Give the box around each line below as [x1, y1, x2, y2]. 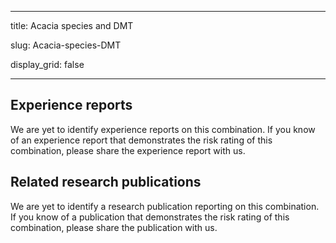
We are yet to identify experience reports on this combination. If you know [10, 123, 316, 135]
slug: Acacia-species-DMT [10, 39, 122, 51]
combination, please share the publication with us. [10, 221, 218, 233]
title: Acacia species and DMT [10, 20, 134, 31]
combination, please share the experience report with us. [10, 144, 246, 156]
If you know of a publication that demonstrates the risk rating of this [10, 211, 290, 223]
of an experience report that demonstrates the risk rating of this [10, 134, 273, 146]
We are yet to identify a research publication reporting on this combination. [10, 200, 320, 212]
